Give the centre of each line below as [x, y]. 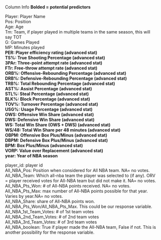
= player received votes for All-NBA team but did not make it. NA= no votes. [80, 181]
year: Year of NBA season [32, 156]
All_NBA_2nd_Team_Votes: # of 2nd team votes [52, 217]
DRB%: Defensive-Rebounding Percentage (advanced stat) [66, 78]
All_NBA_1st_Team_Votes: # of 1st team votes [49, 212]
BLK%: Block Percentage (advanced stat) [48, 99]
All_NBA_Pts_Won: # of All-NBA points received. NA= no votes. [68, 186]
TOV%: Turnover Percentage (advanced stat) [52, 104]
